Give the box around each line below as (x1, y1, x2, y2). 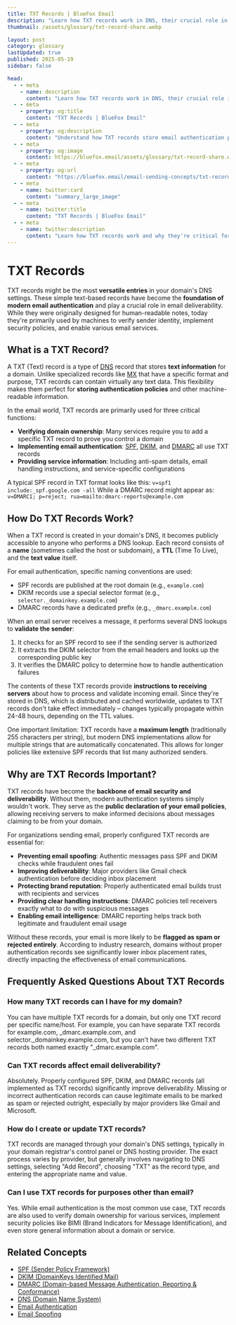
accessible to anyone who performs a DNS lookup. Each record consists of (7, 538, 225, 547)
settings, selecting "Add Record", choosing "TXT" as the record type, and (7, 1162, 220, 1171)
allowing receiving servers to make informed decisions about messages (7, 810, 215, 818)
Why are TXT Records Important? (7, 768, 157, 780)
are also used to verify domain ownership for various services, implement (7, 1211, 220, 1219)
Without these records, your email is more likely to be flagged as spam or (7, 933, 221, 941)
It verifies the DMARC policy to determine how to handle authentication (17, 660, 223, 670)
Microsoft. (7, 1106, 37, 1114)
